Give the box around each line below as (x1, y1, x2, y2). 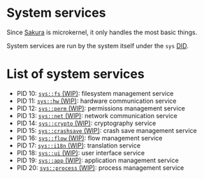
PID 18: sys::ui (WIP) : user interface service (16, 148, 145, 157)
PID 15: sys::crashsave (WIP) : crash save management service (16, 126, 197, 134)
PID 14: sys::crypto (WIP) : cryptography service (16, 119, 156, 127)
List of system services (6, 66, 145, 82)
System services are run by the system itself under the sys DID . (6, 41, 189, 50)
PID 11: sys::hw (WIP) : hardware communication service (16, 96, 177, 105)
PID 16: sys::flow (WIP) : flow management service (16, 134, 163, 142)
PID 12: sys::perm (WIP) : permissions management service (16, 103, 186, 113)
